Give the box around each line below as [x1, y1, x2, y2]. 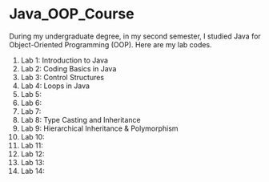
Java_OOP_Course [9, 5, 134, 23]
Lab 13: [20, 157, 45, 167]
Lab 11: [20, 140, 43, 150]
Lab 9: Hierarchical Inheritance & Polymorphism [20, 123, 179, 133]
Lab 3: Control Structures [20, 72, 105, 82]
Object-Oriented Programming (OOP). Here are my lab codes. [9, 39, 212, 49]
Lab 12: [20, 149, 45, 159]
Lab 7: [20, 106, 42, 116]
